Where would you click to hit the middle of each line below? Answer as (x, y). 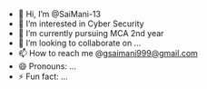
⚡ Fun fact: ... (43, 76)
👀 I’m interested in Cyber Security (81, 24)
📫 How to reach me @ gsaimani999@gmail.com (108, 53)
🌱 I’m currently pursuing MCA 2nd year (91, 33)
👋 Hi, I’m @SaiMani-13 (59, 14)
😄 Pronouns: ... (47, 66)
